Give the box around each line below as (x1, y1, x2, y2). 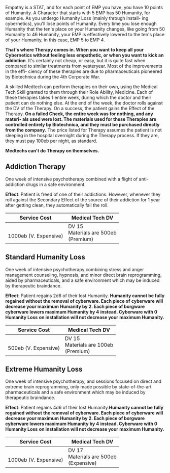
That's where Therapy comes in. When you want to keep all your (5, 47, 144, 52)
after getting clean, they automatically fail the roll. (5, 202, 109, 208)
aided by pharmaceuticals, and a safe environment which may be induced (5, 277, 160, 283)
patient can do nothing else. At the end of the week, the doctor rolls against (5, 100, 163, 106)
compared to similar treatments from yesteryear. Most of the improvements (5, 63, 162, 69)
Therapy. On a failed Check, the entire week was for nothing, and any (5, 111, 153, 117)
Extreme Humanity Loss (5, 365, 83, 374)
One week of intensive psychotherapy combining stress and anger (5, 266, 144, 272)
